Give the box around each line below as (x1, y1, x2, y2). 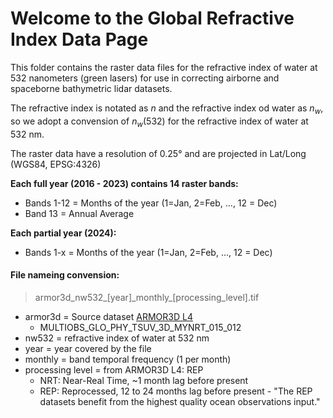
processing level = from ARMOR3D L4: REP (24, 363, 204, 376)
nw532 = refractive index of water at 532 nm (24, 332, 210, 344)
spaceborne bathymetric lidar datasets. (10, 82, 173, 94)
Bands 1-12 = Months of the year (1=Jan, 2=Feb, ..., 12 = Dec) (24, 197, 278, 209)
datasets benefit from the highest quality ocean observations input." (39, 395, 321, 407)
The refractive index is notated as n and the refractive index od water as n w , (10, 102, 324, 116)
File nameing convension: (10, 269, 120, 281)
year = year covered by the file (24, 342, 152, 354)
